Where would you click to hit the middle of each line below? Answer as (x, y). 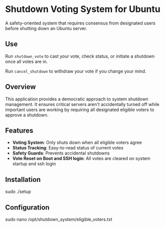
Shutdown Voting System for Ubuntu (83, 9)
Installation (23, 179)
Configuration (27, 207)
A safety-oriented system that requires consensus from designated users (80, 23)
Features (19, 130)
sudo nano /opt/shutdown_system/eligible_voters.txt (59, 219)
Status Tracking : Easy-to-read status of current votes (68, 148)
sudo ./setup (18, 191)
